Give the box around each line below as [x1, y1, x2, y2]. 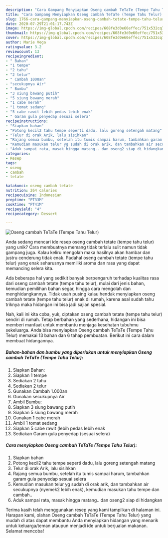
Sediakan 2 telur [12, 383, 47, 389]
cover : [5, 35, 19, 40]
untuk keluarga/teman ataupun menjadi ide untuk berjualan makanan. [5, 523, 148, 529]
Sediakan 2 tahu [12, 378, 47, 384]
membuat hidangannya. [5, 338, 54, 344]
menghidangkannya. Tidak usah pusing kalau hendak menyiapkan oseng [5, 291, 155, 297]
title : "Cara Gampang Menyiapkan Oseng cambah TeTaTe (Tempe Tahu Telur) [5, 12, 163, 17]
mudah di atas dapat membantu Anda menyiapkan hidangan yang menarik [5, 518, 159, 524]
